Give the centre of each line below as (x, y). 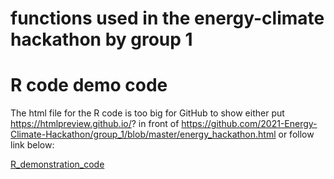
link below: (32, 145)
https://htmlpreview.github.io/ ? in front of (95, 124)
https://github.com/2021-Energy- (249, 124)
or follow (296, 134)
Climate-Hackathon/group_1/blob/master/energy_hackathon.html (143, 134)
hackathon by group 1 (101, 39)
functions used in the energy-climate (167, 18)
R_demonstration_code (57, 164)
